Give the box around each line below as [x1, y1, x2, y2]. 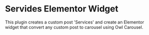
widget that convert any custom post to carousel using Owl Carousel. [5, 24, 143, 30]
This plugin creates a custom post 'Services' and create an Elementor [5, 19, 144, 25]
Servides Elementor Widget [5, 3, 118, 14]
